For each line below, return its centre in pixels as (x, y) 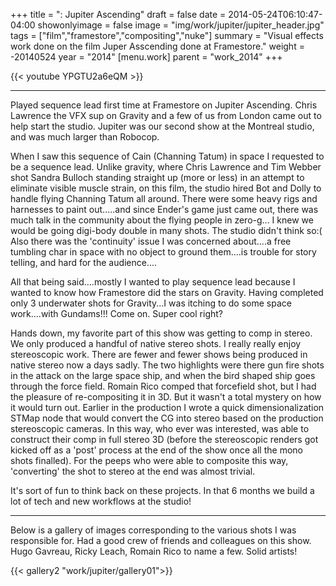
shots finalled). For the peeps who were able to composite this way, (149, 460)
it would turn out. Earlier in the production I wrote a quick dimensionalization (167, 407)
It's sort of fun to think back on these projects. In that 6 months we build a (162, 490)
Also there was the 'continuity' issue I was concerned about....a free (151, 241)
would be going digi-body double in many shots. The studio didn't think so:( (166, 230)
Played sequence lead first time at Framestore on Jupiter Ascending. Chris (164, 105)
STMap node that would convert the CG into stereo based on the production (167, 418)
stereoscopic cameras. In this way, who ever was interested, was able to (160, 428)
